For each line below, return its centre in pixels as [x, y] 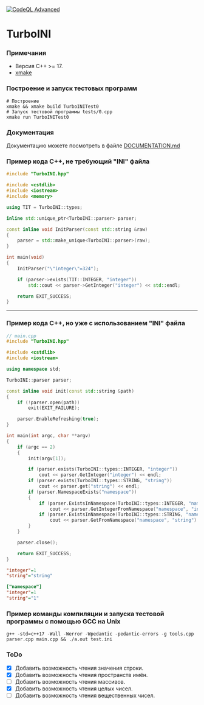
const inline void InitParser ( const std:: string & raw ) [77, 229]
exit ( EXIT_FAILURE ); [54, 408]
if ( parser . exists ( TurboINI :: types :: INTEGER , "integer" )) [103, 469]
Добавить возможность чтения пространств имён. [81, 675]
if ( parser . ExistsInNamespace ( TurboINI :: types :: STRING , [111, 514]
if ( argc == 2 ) [36, 447]
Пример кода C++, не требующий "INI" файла [78, 161]
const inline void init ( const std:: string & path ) [70, 391]
